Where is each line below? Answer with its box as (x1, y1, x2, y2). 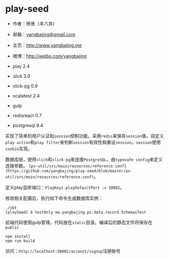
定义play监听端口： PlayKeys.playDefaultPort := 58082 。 (5, 184, 125, 190)
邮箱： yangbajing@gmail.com (12, 31, 76, 37)
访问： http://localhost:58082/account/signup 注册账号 (5, 248, 121, 254)
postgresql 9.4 (12, 122, 44, 128)
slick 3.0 (12, 73, 30, 79)
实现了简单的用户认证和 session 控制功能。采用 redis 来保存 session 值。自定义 (5, 133, 164, 139)
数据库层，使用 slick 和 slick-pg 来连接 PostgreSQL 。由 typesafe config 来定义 (5, 156, 163, 162)
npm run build (5, 238, 36, 243)
